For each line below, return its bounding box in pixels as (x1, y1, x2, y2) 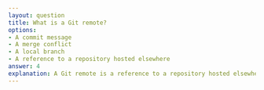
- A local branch (8, 48, 65, 56)
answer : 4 (8, 63, 41, 70)
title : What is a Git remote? (8, 19, 108, 27)
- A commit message (8, 33, 72, 41)
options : (8, 26, 37, 34)
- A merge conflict (8, 41, 72, 49)
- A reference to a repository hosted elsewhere (8, 56, 170, 63)
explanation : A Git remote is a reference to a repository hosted (8, 70, 230, 77)
